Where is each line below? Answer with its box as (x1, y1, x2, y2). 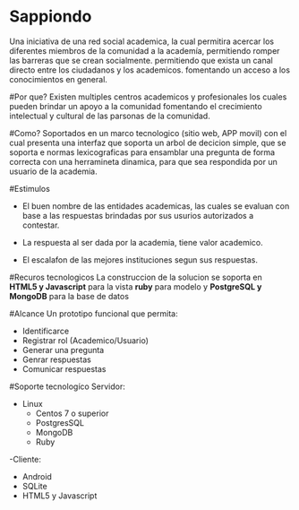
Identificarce (21, 325, 70, 336)
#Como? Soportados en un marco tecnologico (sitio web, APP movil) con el (9, 127, 287, 138)
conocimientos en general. (9, 73, 107, 84)
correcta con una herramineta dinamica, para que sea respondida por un (9, 156, 278, 167)
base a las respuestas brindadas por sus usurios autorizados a (21, 210, 254, 220)
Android (21, 471, 52, 481)
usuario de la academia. (9, 166, 98, 177)
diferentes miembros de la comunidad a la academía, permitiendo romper (9, 45, 280, 56)
